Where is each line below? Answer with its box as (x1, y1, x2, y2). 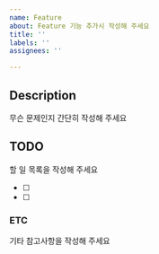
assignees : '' (9, 47, 63, 56)
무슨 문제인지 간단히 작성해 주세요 (9, 112, 128, 123)
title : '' (9, 30, 47, 39)
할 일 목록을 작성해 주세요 (9, 163, 99, 175)
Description (9, 87, 76, 103)
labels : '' (9, 38, 50, 48)
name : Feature (9, 13, 63, 22)
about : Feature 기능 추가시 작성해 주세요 (9, 22, 150, 31)
